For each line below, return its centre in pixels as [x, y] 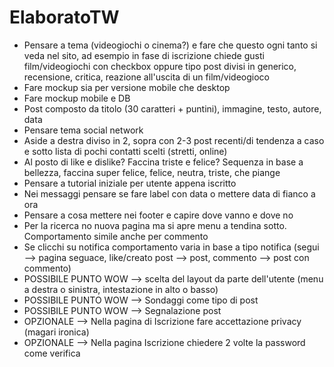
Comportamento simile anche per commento [116, 236]
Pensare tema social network [83, 130]
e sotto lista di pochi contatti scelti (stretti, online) [125, 151]
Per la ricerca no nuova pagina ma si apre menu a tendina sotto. [155, 225]
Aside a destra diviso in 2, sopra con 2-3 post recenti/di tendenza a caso [174, 140]
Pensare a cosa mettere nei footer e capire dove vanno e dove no [158, 215]
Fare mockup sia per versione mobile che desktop [127, 87]
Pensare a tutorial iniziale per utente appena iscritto [130, 183]
